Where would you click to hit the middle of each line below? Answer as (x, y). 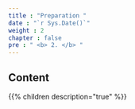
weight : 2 (26, 30)
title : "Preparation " (48, 16)
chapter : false (35, 38)
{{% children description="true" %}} (67, 96)
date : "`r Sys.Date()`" (49, 23)
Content (29, 78)
